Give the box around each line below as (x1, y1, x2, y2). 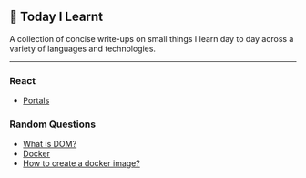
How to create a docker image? (22, 158, 141, 169)
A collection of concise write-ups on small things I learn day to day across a (9, 33, 294, 44)
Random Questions (9, 118, 97, 131)
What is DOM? (22, 139, 77, 150)
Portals (22, 95, 50, 106)
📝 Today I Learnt (9, 9, 103, 25)
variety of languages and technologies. (9, 43, 157, 54)
